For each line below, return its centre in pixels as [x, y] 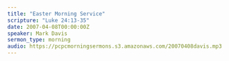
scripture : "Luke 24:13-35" [49, 20]
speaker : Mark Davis [38, 33]
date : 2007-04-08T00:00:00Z [49, 27]
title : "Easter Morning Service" [56, 14]
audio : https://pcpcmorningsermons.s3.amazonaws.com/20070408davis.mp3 [114, 46]
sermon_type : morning [39, 40]
